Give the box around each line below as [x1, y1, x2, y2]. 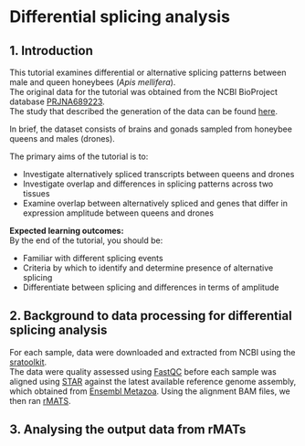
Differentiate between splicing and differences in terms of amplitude [22, 281, 279, 292]
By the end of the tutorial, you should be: [9, 235, 163, 246]
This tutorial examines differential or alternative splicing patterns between [9, 67, 287, 78]
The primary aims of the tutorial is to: [9, 151, 149, 162]
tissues [22, 188, 50, 198]
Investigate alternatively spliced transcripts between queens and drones [22, 169, 295, 179]
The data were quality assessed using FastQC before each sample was [9, 366, 277, 377]
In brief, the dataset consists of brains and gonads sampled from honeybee [9, 123, 292, 134]
